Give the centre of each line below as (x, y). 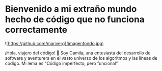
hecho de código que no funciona (75, 19)
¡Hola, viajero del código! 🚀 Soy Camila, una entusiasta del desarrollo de (78, 53)
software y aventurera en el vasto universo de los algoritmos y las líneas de (81, 58)
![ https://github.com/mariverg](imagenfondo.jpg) (54, 43)
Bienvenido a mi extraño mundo (71, 9)
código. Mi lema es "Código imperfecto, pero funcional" (62, 63)
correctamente (36, 30)
